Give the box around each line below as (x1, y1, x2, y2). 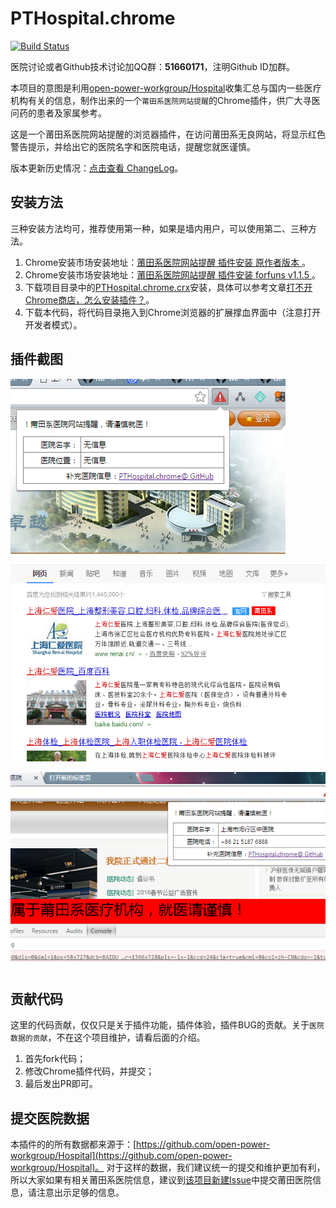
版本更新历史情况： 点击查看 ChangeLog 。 (10, 162, 184, 174)
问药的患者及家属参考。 (10, 107, 107, 119)
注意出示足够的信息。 (36, 1187, 125, 1199)
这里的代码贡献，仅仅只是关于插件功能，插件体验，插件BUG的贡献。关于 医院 (10, 1019, 325, 1031)
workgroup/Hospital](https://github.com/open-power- (10, 1150, 233, 1162)
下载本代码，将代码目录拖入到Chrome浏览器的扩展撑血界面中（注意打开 (24, 306, 322, 318)
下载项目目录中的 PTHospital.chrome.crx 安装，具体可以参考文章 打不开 (24, 281, 313, 293)
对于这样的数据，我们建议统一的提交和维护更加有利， (106, 1162, 326, 1174)
